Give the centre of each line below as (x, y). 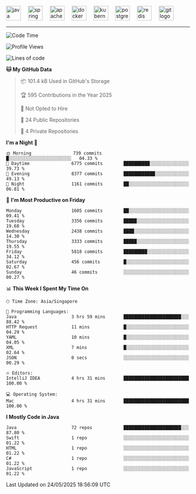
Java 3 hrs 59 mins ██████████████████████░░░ (98, 317)
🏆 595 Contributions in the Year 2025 (66, 95)
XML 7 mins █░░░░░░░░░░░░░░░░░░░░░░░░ (98, 348)
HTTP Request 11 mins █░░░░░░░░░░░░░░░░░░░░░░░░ (98, 327)
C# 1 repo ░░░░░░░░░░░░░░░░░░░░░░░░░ (98, 458)
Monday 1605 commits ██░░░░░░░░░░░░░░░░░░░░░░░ (98, 211)
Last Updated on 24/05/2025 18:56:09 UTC (58, 485)
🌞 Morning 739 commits (54, 153)
